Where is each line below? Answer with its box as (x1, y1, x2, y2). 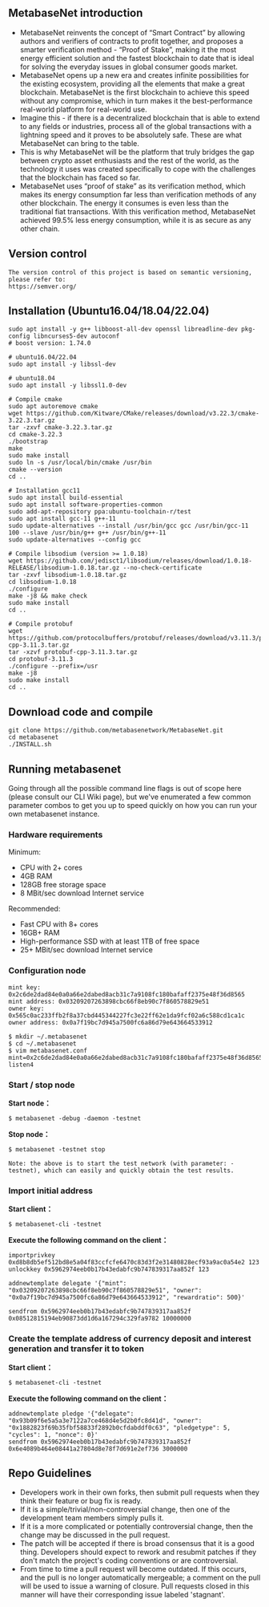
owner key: (8, 1004, 45, 1012)
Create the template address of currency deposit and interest (8, 1333, 251, 1345)
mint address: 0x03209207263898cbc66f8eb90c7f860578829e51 (8, 997, 210, 1005)
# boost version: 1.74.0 (8, 339, 91, 347)
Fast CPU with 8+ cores (19, 919, 98, 929)
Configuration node (8, 965, 86, 976)
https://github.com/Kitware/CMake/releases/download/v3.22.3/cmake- (26, 409, 260, 418)
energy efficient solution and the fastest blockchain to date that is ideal (19, 53, 255, 63)
